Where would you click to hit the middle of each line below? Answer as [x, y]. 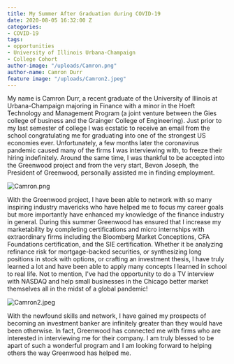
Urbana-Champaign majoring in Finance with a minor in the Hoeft [101, 106]
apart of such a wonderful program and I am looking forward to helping [109, 346]
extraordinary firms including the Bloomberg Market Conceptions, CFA [109, 237]
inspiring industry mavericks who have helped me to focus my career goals [115, 208]
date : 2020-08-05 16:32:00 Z [50, 20]
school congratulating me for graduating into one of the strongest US [107, 136]
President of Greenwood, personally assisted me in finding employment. [111, 173]
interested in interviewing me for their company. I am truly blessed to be [111, 338]
